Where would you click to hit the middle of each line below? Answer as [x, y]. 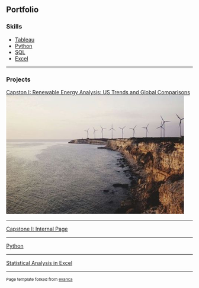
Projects [18, 79]
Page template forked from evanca [39, 279]
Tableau [25, 39]
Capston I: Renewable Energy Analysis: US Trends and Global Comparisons [98, 92]
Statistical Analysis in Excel [39, 263]
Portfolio [23, 10]
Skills [14, 27]
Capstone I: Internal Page [37, 229]
